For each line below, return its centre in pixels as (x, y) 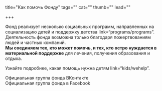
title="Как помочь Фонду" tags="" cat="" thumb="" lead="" (68, 7)
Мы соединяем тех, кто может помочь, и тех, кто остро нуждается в (81, 48)
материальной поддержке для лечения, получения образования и (78, 53)
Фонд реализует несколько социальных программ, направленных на (80, 26)
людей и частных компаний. (36, 42)
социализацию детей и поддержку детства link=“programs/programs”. (80, 32)
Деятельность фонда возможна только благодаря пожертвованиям (78, 37)
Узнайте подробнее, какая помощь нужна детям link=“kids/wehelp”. (77, 68)
